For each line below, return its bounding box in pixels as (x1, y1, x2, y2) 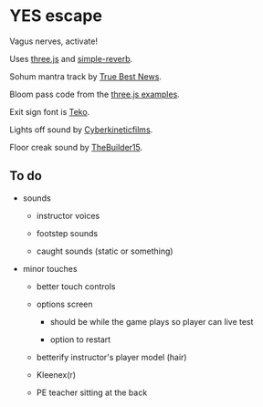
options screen (36, 298, 93, 309)
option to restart (49, 334, 111, 345)
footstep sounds (36, 227, 99, 238)
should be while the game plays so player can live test (49, 316, 254, 327)
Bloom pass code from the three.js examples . (9, 89, 180, 99)
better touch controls (36, 280, 116, 292)
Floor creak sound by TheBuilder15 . (9, 141, 143, 152)
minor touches (22, 263, 78, 274)
